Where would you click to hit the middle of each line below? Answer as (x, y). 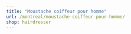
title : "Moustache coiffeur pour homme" (57, 11)
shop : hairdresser (29, 22)
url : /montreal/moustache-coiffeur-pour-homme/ (66, 17)
